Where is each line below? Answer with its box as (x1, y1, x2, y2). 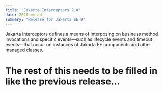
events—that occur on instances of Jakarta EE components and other (5, 42, 151, 48)
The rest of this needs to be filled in (5, 65, 158, 76)
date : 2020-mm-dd (5, 12, 42, 17)
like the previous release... (5, 76, 120, 87)
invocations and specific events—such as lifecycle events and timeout (5, 36, 153, 42)
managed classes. (5, 47, 44, 53)
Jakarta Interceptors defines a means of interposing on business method (5, 31, 158, 37)
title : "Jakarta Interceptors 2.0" (5, 7, 81, 13)
